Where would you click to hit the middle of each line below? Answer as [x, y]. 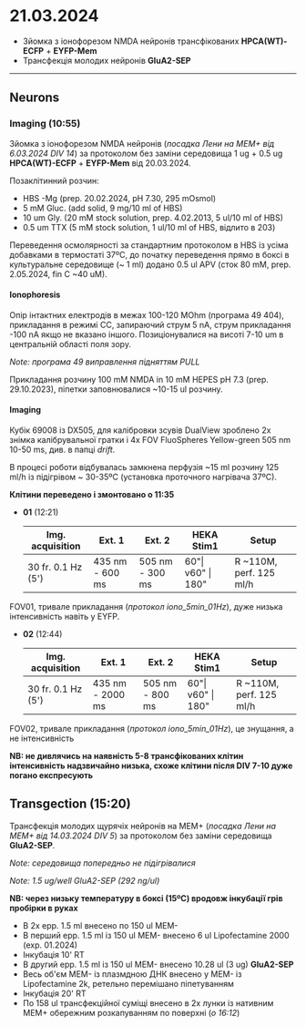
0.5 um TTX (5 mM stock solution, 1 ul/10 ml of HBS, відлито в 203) [149, 227]
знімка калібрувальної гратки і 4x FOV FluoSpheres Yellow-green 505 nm [150, 440]
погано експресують [51, 775]
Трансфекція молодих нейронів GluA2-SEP [107, 60]
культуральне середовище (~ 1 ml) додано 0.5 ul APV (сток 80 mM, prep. [150, 264]
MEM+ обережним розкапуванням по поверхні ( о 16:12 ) [131, 1012]
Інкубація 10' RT [53, 954]
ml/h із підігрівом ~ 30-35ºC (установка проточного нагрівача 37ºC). [143, 477]
